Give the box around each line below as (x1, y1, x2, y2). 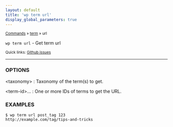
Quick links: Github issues (5, 50, 51, 55)
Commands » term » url (5, 31, 47, 36)
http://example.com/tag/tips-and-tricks (5, 117, 94, 122)
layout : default (5, 7, 40, 13)
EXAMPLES (5, 101, 34, 108)
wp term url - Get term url (5, 40, 61, 46)
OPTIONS (5, 67, 30, 74)
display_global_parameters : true (5, 17, 77, 22)
